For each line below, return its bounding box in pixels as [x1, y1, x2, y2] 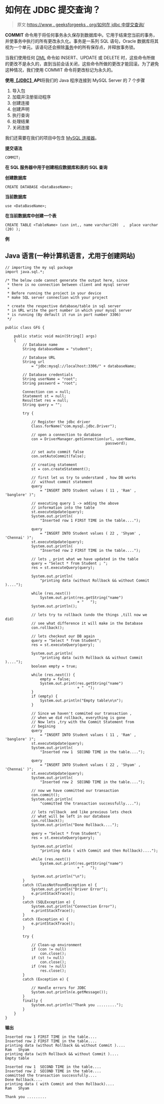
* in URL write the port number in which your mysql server [7, 308, 132, 313]
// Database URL [22, 355, 56, 360]
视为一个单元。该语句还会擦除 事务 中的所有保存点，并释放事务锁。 [5, 44, 138, 50]
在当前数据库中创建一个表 [5, 213, 57, 219]
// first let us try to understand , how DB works [31, 475, 137, 480]
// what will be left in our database [31, 814, 110, 819]
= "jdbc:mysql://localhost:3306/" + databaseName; [31, 364, 137, 368]
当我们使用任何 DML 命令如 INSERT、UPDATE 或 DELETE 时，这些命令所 [5, 54, 151, 60]
